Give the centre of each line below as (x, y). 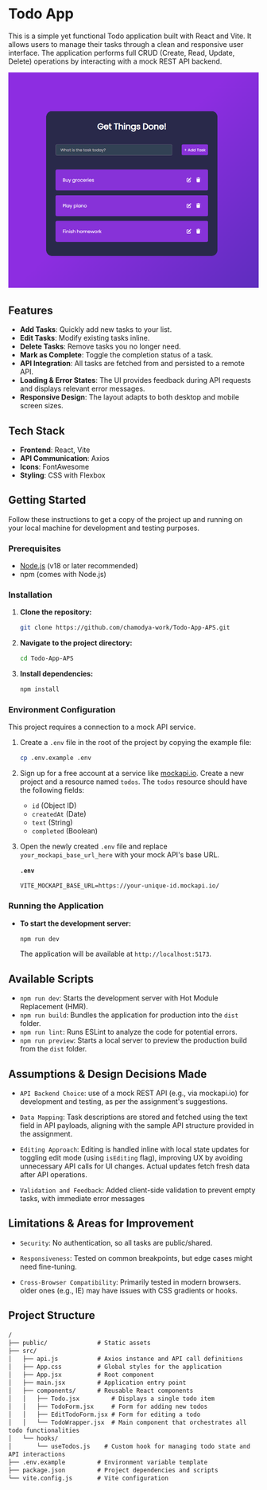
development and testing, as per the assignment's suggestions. (124, 1102)
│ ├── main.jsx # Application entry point (97, 1383)
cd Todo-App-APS (46, 659)
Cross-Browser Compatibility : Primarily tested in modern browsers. (130, 1281)
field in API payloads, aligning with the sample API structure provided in (137, 1125)
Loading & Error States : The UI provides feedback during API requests (135, 380)
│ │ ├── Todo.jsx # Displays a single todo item (112, 1398)
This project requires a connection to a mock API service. (102, 727)
